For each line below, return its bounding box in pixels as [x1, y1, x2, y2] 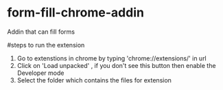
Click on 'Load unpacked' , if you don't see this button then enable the [16, 61, 216, 69]
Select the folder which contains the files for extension [16, 76, 172, 84]
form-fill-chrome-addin [7, 5, 144, 21]
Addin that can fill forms [7, 27, 75, 36]
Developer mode [16, 69, 64, 77]
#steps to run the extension [7, 41, 85, 49]
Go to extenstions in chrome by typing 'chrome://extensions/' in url [16, 54, 207, 63]
